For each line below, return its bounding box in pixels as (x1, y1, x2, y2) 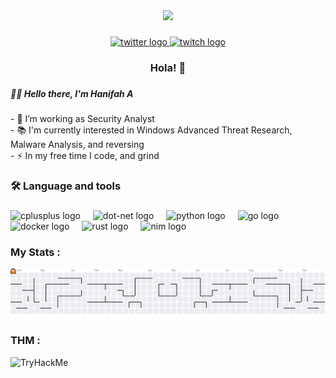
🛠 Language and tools (10, 179, 122, 193)
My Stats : (10, 245, 61, 259)
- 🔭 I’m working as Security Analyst (10, 113, 155, 125)
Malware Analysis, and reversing (10, 139, 145, 151)
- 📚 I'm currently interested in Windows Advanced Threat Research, (10, 124, 293, 136)
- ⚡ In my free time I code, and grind (10, 150, 160, 162)
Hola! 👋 (149, 60, 187, 74)
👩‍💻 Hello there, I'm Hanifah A (10, 87, 134, 99)
